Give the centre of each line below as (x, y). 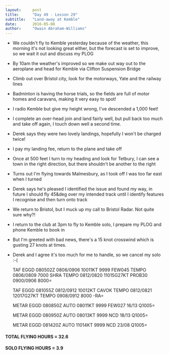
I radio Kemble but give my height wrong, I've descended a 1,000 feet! (85, 109)
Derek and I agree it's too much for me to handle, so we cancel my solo (87, 255)
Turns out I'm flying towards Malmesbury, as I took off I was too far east (87, 174)
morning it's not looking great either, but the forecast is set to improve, (86, 48)
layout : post (23, 10)
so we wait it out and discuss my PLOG (53, 54)
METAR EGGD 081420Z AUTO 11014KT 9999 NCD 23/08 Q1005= (80, 325)
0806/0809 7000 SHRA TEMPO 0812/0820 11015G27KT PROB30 (80, 275)
